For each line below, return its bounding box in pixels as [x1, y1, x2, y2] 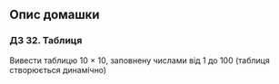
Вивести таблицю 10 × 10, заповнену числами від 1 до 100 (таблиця [9, 54, 270, 66]
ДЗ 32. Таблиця [9, 34, 83, 47]
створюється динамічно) [9, 64, 107, 75]
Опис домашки [9, 7, 100, 23]
